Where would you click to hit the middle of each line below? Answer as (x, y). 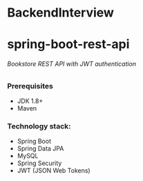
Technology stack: (39, 126)
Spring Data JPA (40, 149)
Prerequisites (30, 86)
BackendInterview (60, 13)
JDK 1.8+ (30, 101)
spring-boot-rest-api (68, 45)
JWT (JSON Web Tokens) (54, 171)
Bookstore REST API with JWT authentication (72, 64)
